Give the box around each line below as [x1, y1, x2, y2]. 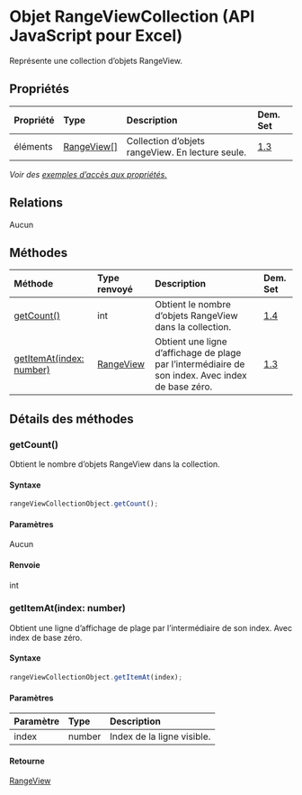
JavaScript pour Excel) [9, 25, 183, 46]
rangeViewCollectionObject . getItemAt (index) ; [9, 673, 182, 682]
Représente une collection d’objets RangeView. [9, 55, 182, 66]
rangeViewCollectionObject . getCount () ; [9, 499, 159, 508]
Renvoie [9, 559, 40, 570]
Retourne [9, 755, 45, 766]
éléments [13, 140, 53, 152]
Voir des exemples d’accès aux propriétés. [9, 169, 168, 179]
